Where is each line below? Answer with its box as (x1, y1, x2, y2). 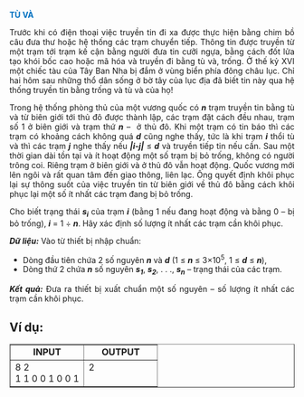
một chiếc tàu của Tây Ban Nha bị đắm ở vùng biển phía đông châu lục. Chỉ (9, 65, 295, 76)
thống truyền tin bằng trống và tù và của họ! (9, 85, 174, 95)
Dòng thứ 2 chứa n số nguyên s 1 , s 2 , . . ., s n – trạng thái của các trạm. (22, 264, 282, 277)
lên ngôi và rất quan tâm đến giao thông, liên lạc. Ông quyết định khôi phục (9, 169, 295, 180)
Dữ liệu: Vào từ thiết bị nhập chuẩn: (9, 235, 142, 246)
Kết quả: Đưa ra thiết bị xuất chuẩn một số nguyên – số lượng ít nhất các (9, 284, 295, 295)
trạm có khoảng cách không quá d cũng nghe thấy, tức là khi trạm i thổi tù (9, 131, 295, 141)
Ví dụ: (9, 319, 43, 335)
